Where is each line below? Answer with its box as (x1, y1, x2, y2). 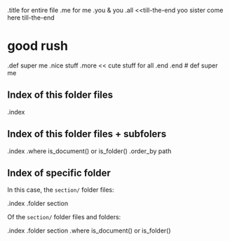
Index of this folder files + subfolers (7, 128, 167, 140)
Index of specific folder (7, 167, 111, 178)
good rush (7, 38, 69, 54)
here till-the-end (7, 13, 55, 22)
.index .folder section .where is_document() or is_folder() (7, 226, 171, 235)
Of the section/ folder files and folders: (7, 213, 121, 221)
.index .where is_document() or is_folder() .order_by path (7, 147, 172, 155)
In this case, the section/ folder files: (7, 185, 114, 194)
